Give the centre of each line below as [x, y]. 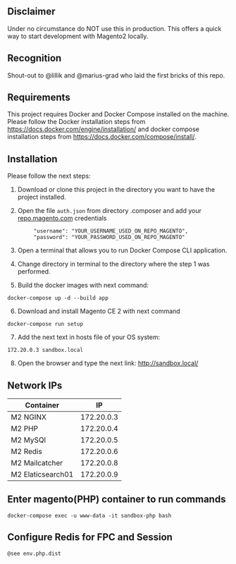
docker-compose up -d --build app [58, 298]
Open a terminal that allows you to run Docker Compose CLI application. [122, 250]
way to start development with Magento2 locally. [78, 36]
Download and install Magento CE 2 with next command [99, 311]
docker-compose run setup [45, 324]
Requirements [39, 98]
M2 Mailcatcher [37, 463]
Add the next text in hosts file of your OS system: [89, 337]
